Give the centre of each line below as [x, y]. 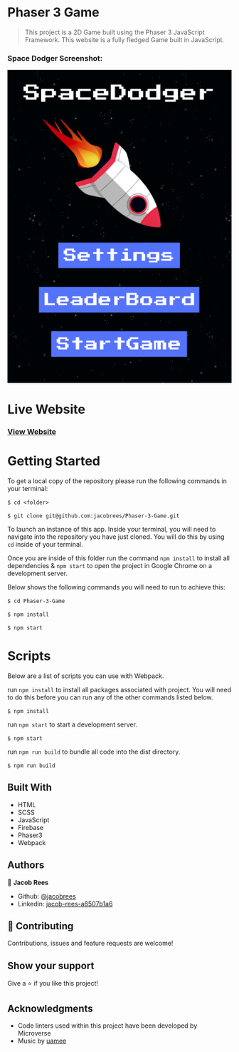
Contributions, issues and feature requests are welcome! [90, 944]
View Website [32, 432]
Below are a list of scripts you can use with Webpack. [86, 676]
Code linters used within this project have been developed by [107, 1026]
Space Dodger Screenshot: [55, 58]
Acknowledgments [51, 1008]
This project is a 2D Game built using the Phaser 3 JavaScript [115, 32]
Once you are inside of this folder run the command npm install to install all [118, 558]
